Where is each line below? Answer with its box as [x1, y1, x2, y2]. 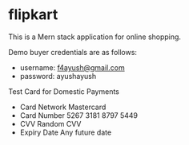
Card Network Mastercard [19, 102, 107, 112]
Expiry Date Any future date [19, 127, 112, 137]
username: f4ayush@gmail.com [19, 62, 126, 72]
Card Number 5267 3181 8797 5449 [19, 110, 139, 120]
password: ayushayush [19, 71, 97, 80]
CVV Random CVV [19, 119, 82, 128]
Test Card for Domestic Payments [8, 86, 120, 96]
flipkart [8, 6, 58, 24]
